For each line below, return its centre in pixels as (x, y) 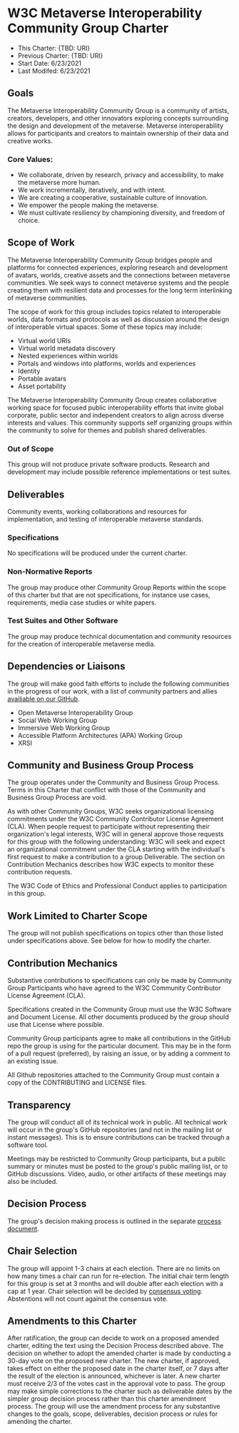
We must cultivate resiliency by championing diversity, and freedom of (121, 213)
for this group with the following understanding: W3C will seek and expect (116, 842)
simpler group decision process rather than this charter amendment (107, 1399)
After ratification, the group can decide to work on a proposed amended (113, 1338)
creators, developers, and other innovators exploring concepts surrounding (118, 118)
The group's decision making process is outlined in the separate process (114, 1221)
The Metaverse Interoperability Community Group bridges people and (110, 260)
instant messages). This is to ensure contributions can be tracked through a (119, 1137)
